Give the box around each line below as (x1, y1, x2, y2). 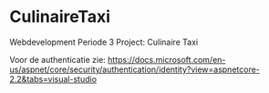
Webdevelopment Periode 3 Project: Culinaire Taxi (9, 36, 199, 47)
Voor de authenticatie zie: (9, 54, 107, 65)
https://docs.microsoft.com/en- (108, 54, 226, 65)
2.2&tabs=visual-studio (9, 73, 98, 84)
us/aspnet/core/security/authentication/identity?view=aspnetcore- (9, 64, 260, 75)
